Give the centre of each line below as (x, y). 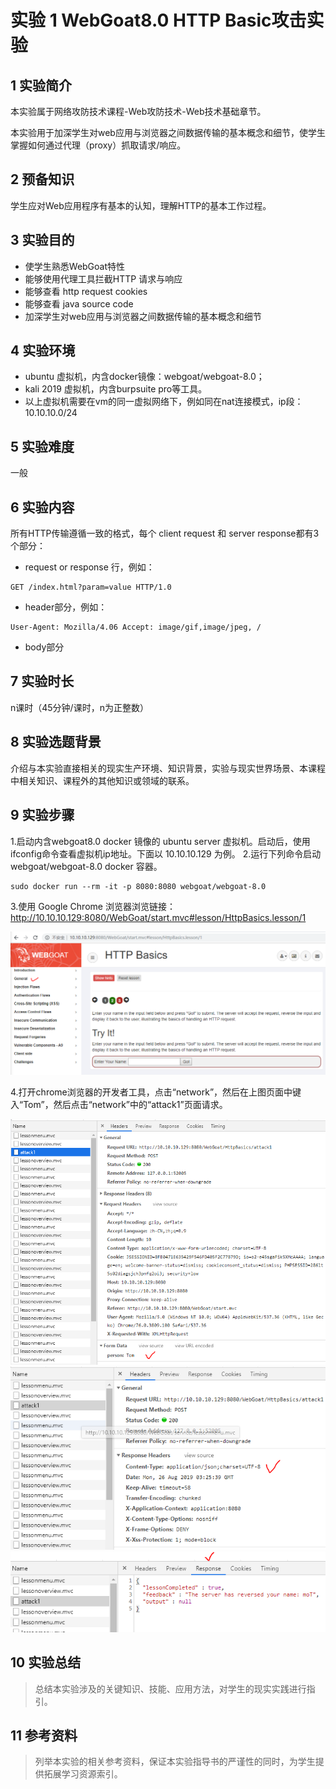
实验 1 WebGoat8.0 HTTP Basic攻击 (158, 20)
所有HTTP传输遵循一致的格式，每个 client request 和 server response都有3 (165, 533)
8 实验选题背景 (56, 742)
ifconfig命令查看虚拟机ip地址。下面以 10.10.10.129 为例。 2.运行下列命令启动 (166, 853)
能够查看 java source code (79, 303)
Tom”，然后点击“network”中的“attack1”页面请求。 (125, 1105)
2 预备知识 (42, 179)
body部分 (44, 647)
